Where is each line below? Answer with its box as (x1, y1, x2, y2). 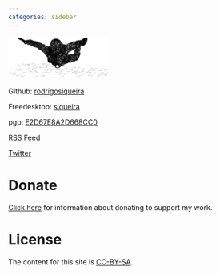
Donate (8, 176, 58, 194)
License (8, 230, 62, 248)
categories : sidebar (8, 13, 78, 21)
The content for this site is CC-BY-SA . (8, 256, 134, 267)
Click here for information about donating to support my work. (8, 202, 213, 212)
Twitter (8, 148, 32, 157)
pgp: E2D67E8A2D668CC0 (8, 117, 98, 127)
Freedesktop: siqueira (8, 101, 80, 111)
